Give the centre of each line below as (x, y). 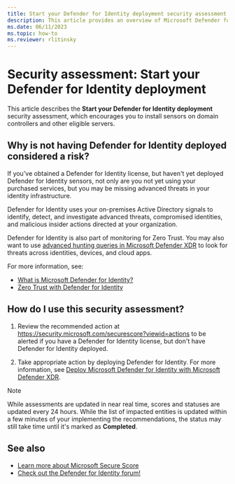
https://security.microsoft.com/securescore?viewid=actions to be (112, 333)
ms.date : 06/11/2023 (37, 27)
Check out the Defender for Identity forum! (79, 473)
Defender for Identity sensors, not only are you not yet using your (101, 181)
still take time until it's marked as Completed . (72, 426)
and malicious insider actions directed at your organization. (93, 224)
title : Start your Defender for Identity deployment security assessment (117, 14)
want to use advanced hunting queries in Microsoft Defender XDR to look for (117, 245)
